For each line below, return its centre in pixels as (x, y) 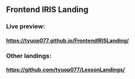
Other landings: (29, 55)
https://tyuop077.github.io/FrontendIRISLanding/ (67, 40)
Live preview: (26, 27)
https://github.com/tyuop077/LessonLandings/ (65, 70)
